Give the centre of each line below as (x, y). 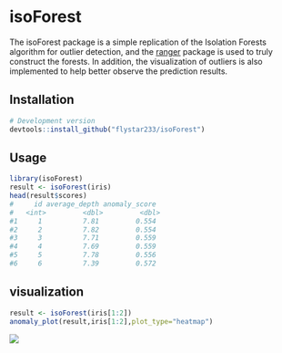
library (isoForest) (46, 179)
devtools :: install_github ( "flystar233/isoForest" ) (107, 130)
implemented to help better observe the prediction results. (119, 71)
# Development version (52, 120)
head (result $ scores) (49, 196)
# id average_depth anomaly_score (83, 204)
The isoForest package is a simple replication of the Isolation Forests (138, 42)
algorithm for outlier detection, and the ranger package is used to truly (141, 51)
